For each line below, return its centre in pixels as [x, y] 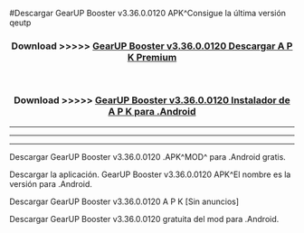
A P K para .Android [152, 112]
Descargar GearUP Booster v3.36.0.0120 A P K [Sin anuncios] [124, 201]
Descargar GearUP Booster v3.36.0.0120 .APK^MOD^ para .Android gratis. [148, 156]
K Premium [152, 57]
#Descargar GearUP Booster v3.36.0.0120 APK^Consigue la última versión [148, 13]
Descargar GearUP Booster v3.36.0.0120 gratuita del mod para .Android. [144, 219]
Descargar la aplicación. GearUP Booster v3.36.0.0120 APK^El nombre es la [150, 174]
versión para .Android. [51, 183]
